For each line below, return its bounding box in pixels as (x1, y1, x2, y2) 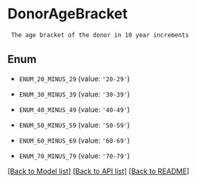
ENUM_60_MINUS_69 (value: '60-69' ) (18, 135, 130, 145)
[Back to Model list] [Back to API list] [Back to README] (7, 166, 190, 176)
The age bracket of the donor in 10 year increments (10, 31, 190, 39)
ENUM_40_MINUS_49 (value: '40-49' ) (18, 104, 130, 114)
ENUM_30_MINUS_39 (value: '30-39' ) (18, 89, 130, 99)
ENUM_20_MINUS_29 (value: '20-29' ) (18, 73, 130, 84)
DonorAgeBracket (7, 5, 128, 23)
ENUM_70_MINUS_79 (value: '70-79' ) (18, 150, 130, 160)
